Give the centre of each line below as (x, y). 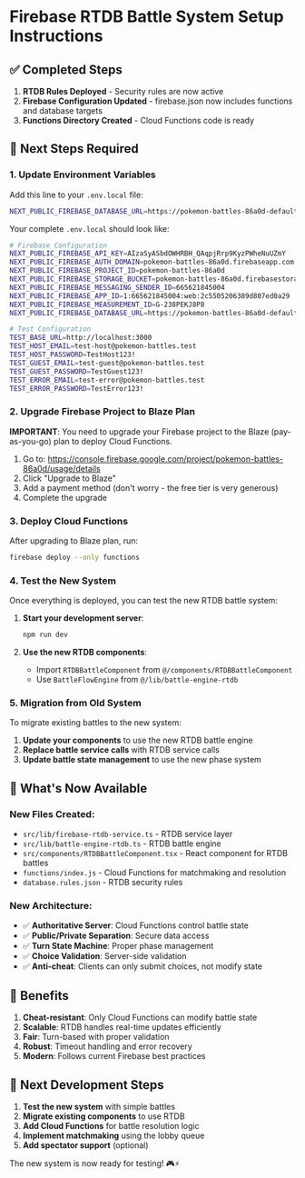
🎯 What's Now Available (79, 788)
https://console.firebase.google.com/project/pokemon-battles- (166, 459)
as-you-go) (30, 441)
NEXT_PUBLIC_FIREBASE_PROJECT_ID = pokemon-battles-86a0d (117, 271)
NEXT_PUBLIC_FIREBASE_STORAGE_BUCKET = (83, 279)
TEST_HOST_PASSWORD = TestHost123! (73, 355)
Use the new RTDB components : (85, 653)
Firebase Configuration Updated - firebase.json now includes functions (157, 101)
